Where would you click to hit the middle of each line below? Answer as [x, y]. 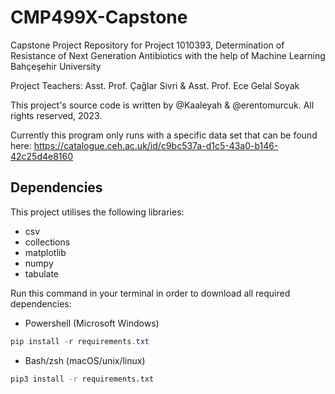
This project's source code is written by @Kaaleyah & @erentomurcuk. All [162, 105]
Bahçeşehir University [56, 66]
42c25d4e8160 [42, 156]
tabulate [42, 273]
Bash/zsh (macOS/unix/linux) [85, 360]
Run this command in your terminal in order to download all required [150, 293]
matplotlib [45, 252]
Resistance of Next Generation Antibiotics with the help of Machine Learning [168, 55]
